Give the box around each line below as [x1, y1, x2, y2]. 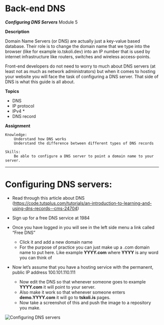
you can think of [19, 255, 52, 260]
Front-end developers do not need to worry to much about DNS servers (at [5, 63, 156, 69]
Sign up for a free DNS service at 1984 [12, 215, 90, 221]
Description [5, 28, 30, 34]
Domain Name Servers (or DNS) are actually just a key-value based [5, 38, 140, 44]
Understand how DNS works [14, 137, 67, 141]
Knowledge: [5, 132, 27, 137]
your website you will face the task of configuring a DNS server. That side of [5, 73, 159, 79]
